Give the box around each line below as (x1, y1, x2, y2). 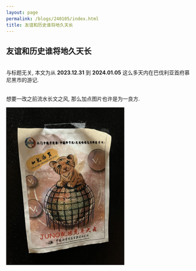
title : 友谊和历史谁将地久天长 (6, 22, 73, 28)
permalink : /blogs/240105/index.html (6, 15, 99, 22)
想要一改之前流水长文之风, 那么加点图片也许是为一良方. (6, 95, 141, 103)
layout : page (6, 9, 38, 15)
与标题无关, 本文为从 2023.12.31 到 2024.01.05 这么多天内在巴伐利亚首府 (6, 69, 185, 76)
